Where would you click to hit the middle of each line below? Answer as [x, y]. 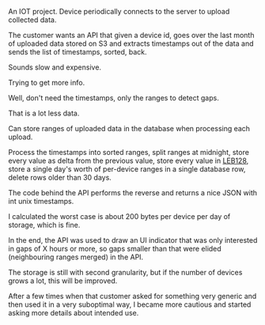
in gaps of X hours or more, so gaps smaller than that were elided [115, 249]
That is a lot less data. [44, 113]
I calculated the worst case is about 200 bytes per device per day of [119, 216]
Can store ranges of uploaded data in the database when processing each [129, 128]
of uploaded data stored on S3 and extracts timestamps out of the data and [131, 43]
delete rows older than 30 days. [60, 178]
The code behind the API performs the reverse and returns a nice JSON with [133, 193]
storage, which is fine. [44, 225]
